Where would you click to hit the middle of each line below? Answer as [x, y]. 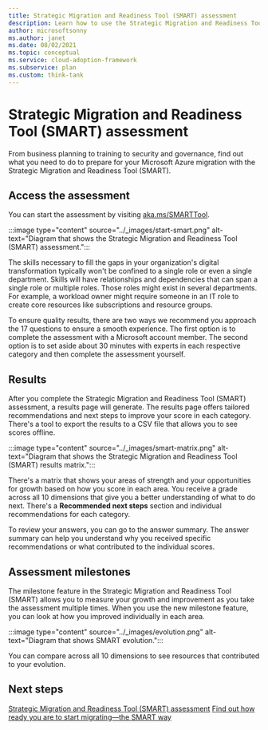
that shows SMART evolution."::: [110, 640]
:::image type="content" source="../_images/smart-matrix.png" [112, 448]
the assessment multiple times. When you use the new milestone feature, [128, 608]
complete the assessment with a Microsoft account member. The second [128, 337]
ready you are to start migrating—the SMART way [90, 717]
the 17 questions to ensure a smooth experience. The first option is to [122, 329]
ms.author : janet [37, 38]
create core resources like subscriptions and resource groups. [110, 305]
